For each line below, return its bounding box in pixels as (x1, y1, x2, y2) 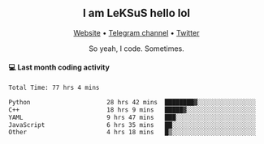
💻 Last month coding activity (8, 62, 110, 72)
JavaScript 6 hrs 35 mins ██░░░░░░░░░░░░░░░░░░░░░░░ (8, 121, 256, 129)
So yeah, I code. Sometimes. (89, 44, 184, 53)
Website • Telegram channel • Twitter (73, 28, 200, 37)
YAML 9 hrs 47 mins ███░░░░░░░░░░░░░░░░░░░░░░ (8, 113, 256, 121)
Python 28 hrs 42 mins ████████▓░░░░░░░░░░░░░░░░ (8, 98, 256, 106)
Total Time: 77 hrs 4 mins (8, 84, 100, 92)
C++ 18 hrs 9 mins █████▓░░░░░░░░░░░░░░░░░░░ (8, 105, 256, 114)
